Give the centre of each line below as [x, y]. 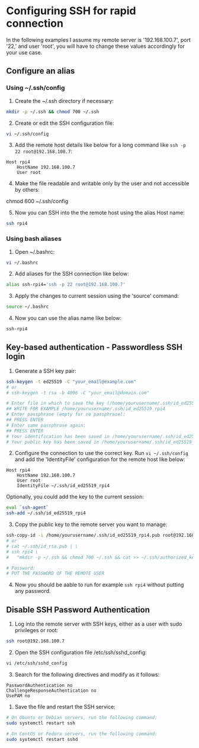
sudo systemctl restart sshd [42, 739]
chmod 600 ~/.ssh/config [37, 201]
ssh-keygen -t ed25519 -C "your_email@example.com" [71, 382]
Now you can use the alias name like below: [68, 318]
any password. [33, 591]
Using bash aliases [34, 239]
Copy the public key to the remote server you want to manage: [91, 524]
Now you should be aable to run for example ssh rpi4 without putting [99, 585]
